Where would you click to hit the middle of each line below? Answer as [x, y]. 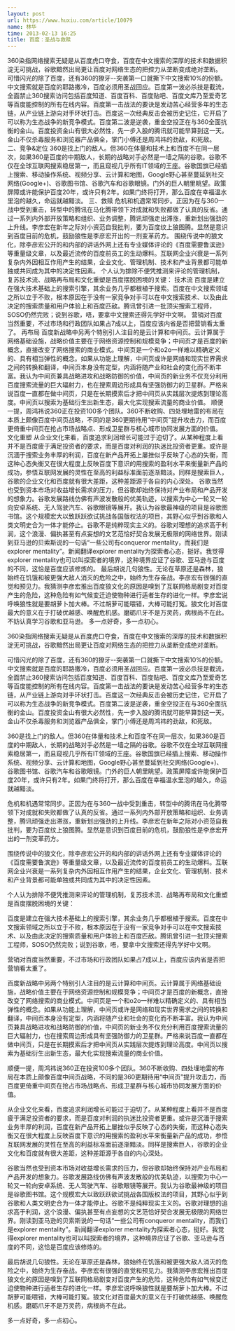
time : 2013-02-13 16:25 [42, 33]
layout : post [26, 14]
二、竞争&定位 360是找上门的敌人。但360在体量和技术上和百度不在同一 [111, 149]
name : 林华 [22, 27]
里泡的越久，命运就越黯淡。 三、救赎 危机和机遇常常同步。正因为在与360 [113, 201]
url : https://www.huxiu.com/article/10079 [70, 20]
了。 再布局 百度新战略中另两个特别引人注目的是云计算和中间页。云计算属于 [116, 332]
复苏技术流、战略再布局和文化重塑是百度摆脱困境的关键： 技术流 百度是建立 [116, 280]
